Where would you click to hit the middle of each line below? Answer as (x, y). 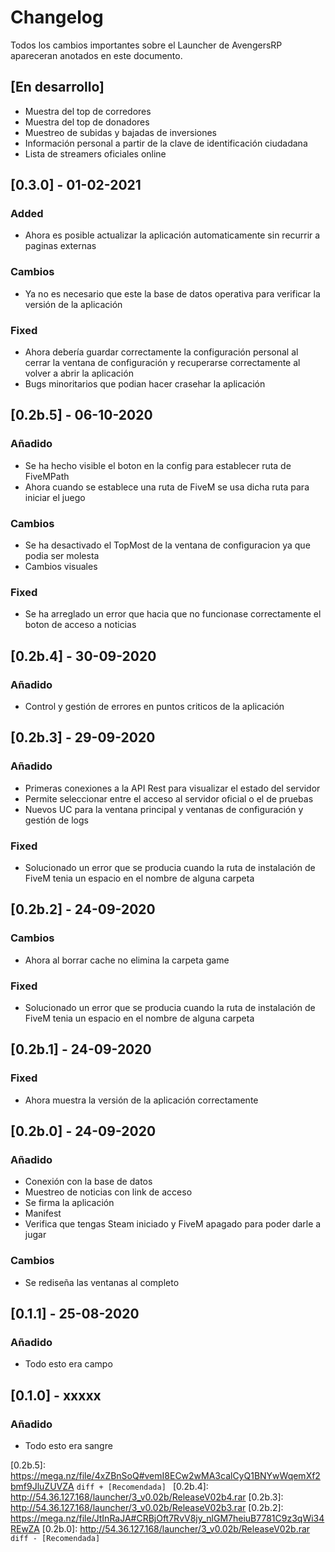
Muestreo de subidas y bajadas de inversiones (120, 132)
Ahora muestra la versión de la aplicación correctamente (141, 1100)
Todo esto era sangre (68, 1446)
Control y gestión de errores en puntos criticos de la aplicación (154, 706)
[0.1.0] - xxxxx (56, 1395)
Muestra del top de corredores (88, 111)
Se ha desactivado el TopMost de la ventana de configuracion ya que (167, 545)
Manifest (43, 1213)
